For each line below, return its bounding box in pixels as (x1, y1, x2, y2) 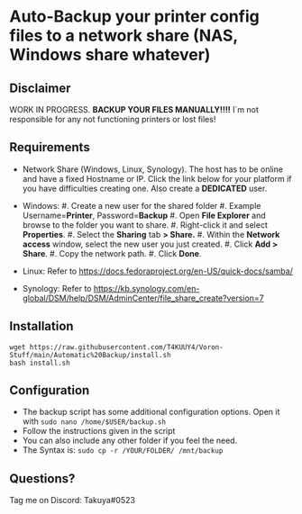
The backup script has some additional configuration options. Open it (22, 407, 280, 418)
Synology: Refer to (22, 283, 92, 293)
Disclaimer (9, 80, 71, 95)
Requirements (9, 140, 90, 155)
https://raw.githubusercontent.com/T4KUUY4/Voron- (29, 342, 224, 352)
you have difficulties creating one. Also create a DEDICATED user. (22, 183, 268, 194)
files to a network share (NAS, (9, 25, 239, 46)
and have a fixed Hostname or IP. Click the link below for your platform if (22, 173, 292, 184)
